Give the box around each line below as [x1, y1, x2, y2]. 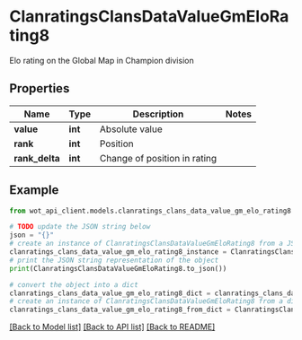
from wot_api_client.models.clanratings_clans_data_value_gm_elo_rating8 [9, 206, 292, 215]
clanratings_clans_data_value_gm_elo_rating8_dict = [9, 289, 211, 298]
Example [9, 182, 59, 198]
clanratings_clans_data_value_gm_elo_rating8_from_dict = [9, 305, 231, 315]
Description [132, 108, 184, 120]
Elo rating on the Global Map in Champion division [9, 55, 195, 65]
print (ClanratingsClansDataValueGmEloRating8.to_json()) [9, 264, 227, 273]
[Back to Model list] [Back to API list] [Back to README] [9, 321, 216, 333]
